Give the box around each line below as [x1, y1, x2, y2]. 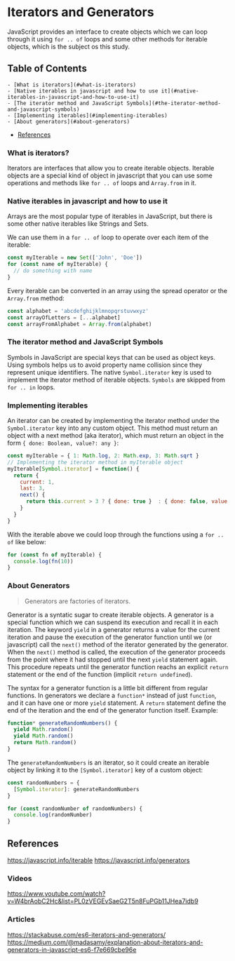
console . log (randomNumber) [13, 812, 93, 819]
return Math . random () [13, 739, 77, 746]
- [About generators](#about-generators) [7, 118, 130, 125]
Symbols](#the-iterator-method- [126, 100, 221, 107]
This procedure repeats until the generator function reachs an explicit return [7, 662, 229, 671]
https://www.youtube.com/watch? [7, 889, 106, 898]
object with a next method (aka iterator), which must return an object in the [7, 431, 224, 440]
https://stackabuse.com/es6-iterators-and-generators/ [7, 930, 166, 939]
